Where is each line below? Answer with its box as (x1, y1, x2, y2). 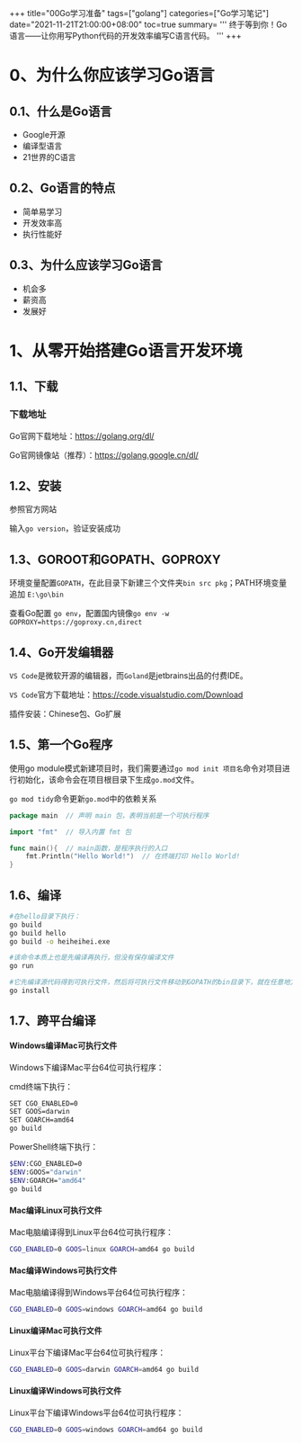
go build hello (9, 928, 67, 937)
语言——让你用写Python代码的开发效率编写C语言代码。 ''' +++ (9, 31, 243, 40)
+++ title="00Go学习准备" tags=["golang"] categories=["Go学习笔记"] (9, 8, 270, 18)
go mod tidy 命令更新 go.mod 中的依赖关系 (9, 793, 157, 803)
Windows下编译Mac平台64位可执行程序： (9, 1062, 164, 1072)
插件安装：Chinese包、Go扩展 (9, 708, 121, 719)
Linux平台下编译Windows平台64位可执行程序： (9, 1407, 184, 1418)
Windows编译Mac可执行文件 (9, 1040, 118, 1051)
